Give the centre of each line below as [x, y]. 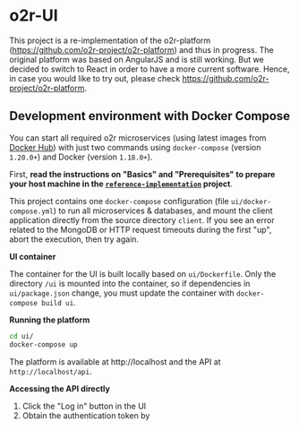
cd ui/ [21, 336]
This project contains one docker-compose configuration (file [120, 201]
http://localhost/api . [51, 371]
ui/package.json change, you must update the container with [122, 293]
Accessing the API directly [60, 388]
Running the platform [50, 320]
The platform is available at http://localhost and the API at [115, 361]
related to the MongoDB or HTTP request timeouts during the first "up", [141, 229]
